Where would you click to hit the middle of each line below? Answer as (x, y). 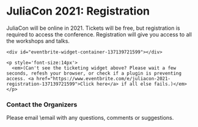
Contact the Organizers (42, 105)
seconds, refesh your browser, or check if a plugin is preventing (94, 73)
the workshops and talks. (38, 41)
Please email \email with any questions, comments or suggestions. (90, 118)
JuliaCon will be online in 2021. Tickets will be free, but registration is (93, 28)
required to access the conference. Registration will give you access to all (99, 34)
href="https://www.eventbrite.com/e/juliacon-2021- (104, 78)
